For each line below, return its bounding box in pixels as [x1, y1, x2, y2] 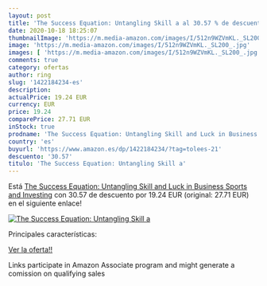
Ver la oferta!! [8, 245, 53, 255]
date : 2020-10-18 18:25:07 [8, 26, 98, 34]
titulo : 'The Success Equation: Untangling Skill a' [8, 160, 187, 168]
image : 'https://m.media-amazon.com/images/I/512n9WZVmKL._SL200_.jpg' [8, 41, 250, 49]
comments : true [8, 57, 59, 65]
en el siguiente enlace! [8, 198, 82, 208]
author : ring [8, 71, 52, 79]
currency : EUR [8, 100, 56, 108]
